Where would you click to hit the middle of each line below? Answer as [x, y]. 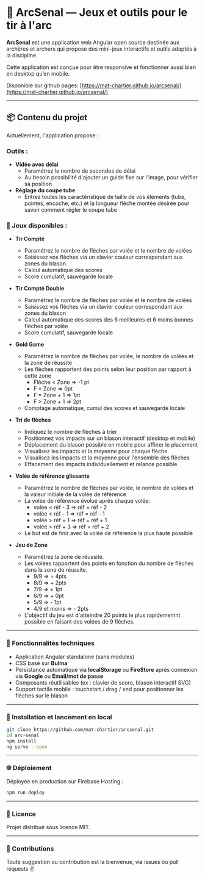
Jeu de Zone [31, 545]
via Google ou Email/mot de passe [59, 676]
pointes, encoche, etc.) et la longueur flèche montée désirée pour [107, 203]
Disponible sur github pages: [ [44, 85]
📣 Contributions [30, 849]
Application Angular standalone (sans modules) [75, 657]
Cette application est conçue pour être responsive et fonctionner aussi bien [101, 67]
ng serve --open [27, 747]
